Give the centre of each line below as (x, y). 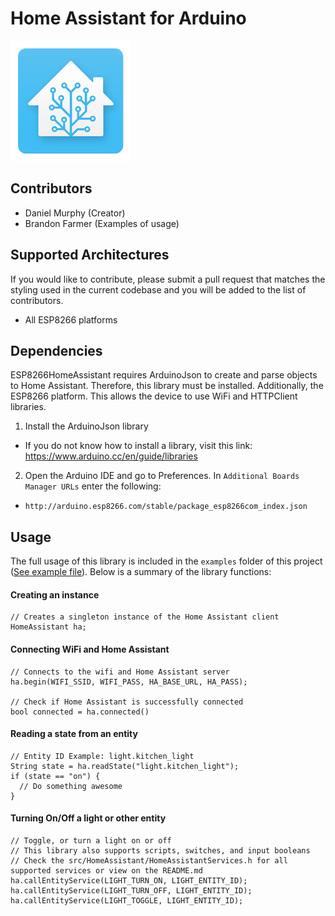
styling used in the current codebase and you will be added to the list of (158, 289)
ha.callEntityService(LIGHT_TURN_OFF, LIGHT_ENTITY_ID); (131, 891)
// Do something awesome (71, 786)
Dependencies (56, 350)
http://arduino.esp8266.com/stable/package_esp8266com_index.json (166, 507)
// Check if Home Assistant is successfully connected (127, 702)
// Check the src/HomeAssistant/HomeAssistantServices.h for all (149, 861)
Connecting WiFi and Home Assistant (90, 649)
